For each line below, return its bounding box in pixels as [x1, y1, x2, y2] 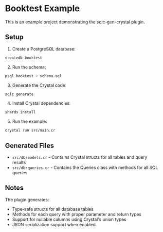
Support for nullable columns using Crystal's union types [12, 216, 127, 222]
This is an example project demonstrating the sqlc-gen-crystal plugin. [5, 19, 145, 25]
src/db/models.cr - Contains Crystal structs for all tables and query [12, 154, 147, 160]
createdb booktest [5, 55, 42, 60]
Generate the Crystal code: [12, 82, 67, 88]
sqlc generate [5, 92, 34, 97]
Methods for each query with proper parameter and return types [12, 211, 142, 217]
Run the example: [12, 118, 48, 124]
